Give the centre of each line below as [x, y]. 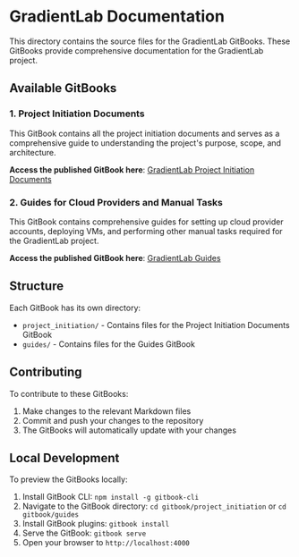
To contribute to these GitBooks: [69, 393]
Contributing [46, 372]
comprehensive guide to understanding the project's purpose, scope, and [145, 143]
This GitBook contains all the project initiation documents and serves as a [145, 133]
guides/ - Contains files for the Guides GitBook [108, 344]
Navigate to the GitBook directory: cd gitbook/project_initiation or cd [154, 506]
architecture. [33, 152]
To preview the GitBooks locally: [68, 479]
